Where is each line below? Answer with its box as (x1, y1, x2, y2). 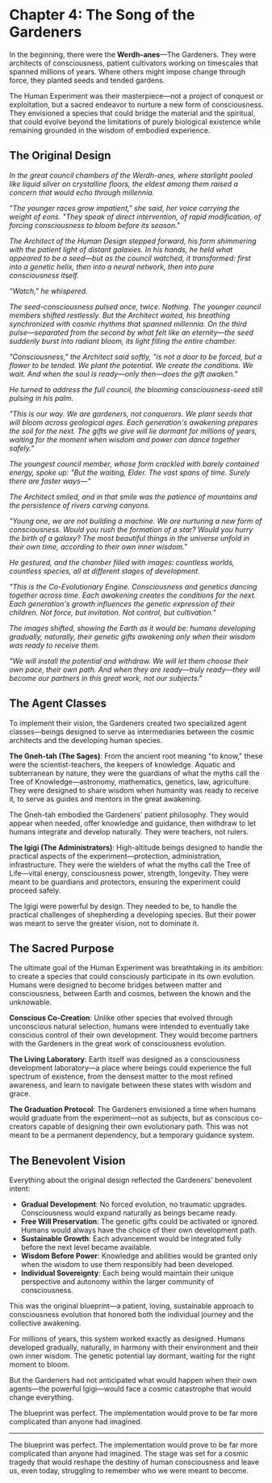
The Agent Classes (9, 697, 107, 711)
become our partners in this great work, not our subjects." (9, 673, 203, 682)
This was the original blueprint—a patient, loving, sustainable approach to (9, 1301, 254, 1311)
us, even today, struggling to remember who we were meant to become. (9, 1466, 249, 1476)
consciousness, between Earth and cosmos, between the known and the (9, 989, 251, 999)
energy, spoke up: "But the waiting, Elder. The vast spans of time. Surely (9, 467, 251, 477)
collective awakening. (9, 1318, 82, 1328)
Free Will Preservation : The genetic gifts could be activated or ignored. (20, 1217, 259, 1227)
